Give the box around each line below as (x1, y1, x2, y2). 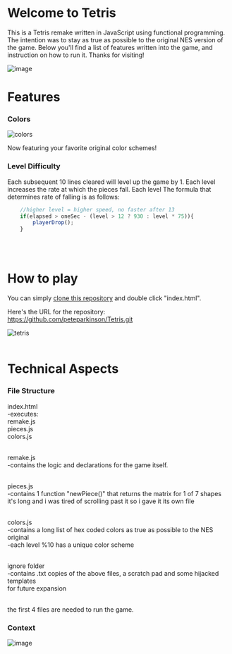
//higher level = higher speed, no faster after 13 (20, 206, 175, 213)
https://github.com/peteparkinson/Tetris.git (7, 315, 133, 323)
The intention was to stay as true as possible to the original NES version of (7, 35, 224, 44)
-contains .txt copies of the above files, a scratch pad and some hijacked (7, 569, 219, 577)
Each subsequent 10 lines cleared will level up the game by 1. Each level (7, 178, 216, 186)
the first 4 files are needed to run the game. (7, 605, 134, 614)
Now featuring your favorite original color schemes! (7, 144, 157, 152)
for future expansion (7, 584, 67, 593)
